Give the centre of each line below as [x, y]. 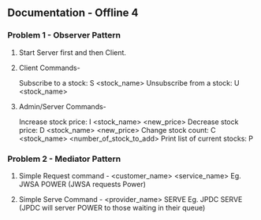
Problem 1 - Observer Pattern [64, 35]
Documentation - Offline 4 [73, 13]
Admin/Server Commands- [63, 106]
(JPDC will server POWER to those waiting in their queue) [112, 207]
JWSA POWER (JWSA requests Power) [82, 184]
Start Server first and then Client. [73, 52]
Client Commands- [49, 68]
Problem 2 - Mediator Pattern [64, 159]
